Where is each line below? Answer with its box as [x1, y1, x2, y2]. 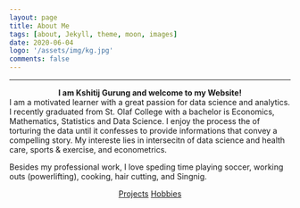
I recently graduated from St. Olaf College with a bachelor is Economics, [9, 106, 275, 117]
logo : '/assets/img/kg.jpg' [9, 46, 114, 55]
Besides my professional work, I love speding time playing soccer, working [9, 162, 284, 172]
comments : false [9, 54, 70, 63]
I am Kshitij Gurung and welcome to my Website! [57, 87, 243, 98]
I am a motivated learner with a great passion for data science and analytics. [9, 97, 290, 107]
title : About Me [9, 21, 70, 30]
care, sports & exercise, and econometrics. [9, 145, 168, 154]
